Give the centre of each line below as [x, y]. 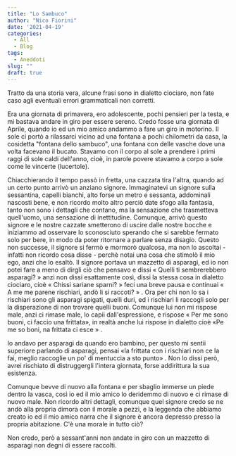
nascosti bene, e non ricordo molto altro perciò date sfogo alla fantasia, [111, 202]
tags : [15, 53]
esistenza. [22, 373]
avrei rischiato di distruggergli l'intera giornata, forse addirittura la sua [108, 365]
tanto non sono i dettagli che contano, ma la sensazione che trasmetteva [113, 210]
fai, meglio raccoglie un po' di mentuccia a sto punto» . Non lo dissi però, [113, 358]
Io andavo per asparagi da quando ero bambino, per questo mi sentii [107, 343]
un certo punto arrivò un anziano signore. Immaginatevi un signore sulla [112, 187]
